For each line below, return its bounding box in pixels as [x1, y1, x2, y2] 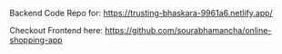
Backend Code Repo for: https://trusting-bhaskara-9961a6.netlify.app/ [9, 8, 273, 18]
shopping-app [9, 35, 63, 45]
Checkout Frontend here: [9, 25, 103, 35]
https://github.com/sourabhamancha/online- [104, 25, 272, 35]
